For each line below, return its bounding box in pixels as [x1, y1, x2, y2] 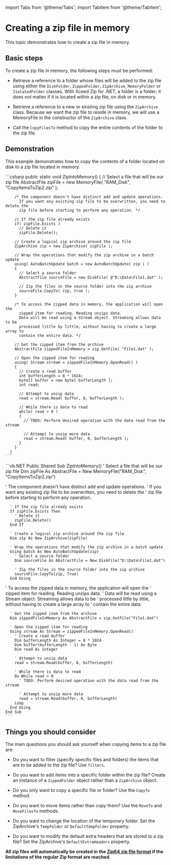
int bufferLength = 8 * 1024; [18, 373, 83, 378]
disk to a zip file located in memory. [5, 164, 80, 170]
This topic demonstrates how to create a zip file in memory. [5, 39, 130, 45]
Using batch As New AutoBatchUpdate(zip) [10, 549, 100, 554]
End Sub [5, 709, 22, 715]
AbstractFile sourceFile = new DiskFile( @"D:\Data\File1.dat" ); [18, 275, 163, 280]
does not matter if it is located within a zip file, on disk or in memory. [12, 94, 157, 100]
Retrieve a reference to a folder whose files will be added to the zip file [12, 77, 162, 83]
